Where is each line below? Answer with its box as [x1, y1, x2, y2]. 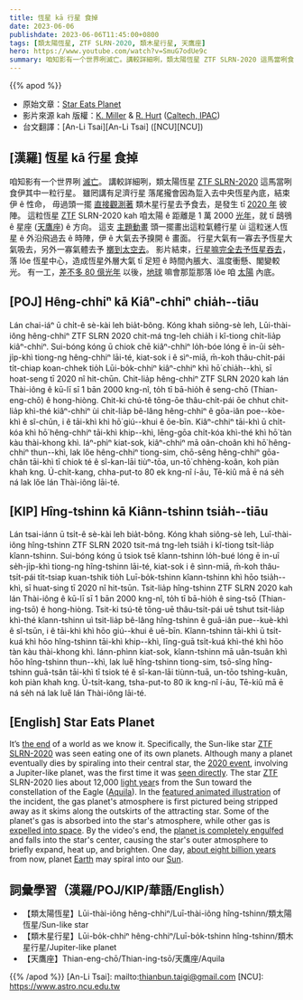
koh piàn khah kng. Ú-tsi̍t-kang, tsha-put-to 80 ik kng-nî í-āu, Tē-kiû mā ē [9, 677, 284, 688]
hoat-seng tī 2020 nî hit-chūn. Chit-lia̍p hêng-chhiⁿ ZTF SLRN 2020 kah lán [9, 373, 289, 384]
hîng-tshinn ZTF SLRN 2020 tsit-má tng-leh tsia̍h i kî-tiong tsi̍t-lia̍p [27, 540, 275, 551]
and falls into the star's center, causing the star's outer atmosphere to [9, 835, 269, 845]
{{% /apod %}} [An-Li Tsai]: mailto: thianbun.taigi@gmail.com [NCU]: [9, 971, 264, 982]
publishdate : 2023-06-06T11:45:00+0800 [9, 30, 160, 39]
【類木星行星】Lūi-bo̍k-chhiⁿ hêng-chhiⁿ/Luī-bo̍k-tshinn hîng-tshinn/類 [22, 930, 286, 941]
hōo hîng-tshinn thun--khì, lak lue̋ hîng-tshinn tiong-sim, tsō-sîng [9, 656, 251, 667]
